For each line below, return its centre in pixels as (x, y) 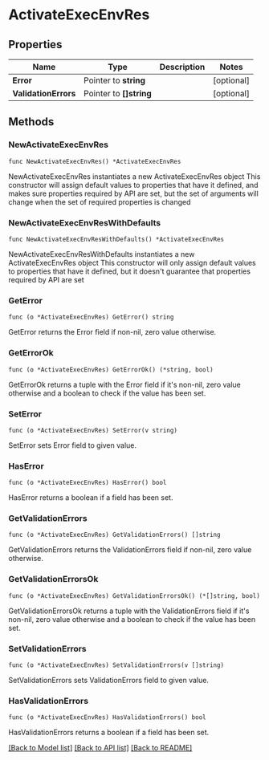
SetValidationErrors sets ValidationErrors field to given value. (108, 681)
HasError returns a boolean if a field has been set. (91, 498)
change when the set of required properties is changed (100, 201)
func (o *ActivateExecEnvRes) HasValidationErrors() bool (107, 717)
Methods (31, 122)
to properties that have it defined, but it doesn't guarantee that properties (130, 271)
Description (182, 67)
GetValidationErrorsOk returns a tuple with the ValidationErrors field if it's (129, 611)
